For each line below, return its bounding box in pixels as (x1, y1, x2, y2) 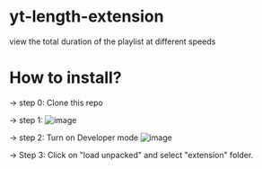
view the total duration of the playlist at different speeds (9, 36, 216, 47)
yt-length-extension (9, 6, 164, 27)
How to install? (9, 67, 123, 88)
